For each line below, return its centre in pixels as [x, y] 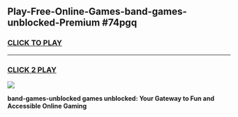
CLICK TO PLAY [35, 43]
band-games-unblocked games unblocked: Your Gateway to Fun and [111, 98]
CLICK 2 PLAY [32, 69]
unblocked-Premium [54, 23]
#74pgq [119, 23]
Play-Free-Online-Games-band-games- [97, 12]
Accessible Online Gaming [47, 106]
